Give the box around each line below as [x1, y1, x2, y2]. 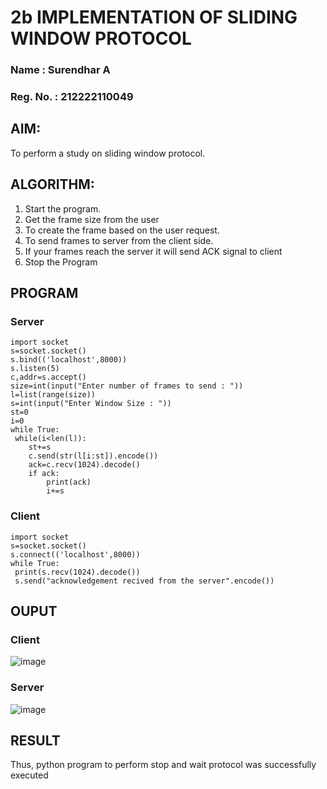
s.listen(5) [10, 364, 60, 374]
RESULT [10, 732, 61, 750]
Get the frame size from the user [24, 213, 160, 225]
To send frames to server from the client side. [24, 234, 214, 246]
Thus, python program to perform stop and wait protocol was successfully [10, 759, 317, 771]
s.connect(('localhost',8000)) [10, 549, 141, 560]
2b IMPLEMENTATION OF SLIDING [10, 6, 298, 29]
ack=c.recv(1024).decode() [28, 460, 141, 470]
